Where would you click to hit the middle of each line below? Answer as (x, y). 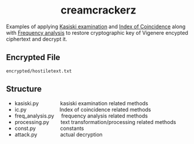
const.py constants (49, 128)
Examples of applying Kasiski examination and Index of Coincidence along (96, 26)
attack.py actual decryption (58, 134)
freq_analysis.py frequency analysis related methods (81, 116)
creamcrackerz (98, 10)
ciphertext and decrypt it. (37, 39)
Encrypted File (33, 57)
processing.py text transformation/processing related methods (95, 122)
